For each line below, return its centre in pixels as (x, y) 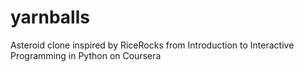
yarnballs (50, 17)
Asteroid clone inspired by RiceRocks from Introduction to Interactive (152, 45)
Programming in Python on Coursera (86, 55)
